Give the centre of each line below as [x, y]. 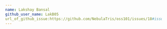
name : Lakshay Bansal [28, 10]
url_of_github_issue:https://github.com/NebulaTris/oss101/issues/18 [79, 19]
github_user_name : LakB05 [32, 14]
